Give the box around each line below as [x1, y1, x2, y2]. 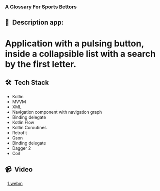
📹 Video [5, 165, 33, 174]
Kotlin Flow [12, 120, 34, 125]
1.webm [7, 181, 23, 187]
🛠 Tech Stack [5, 78, 49, 87]
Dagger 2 [12, 145, 31, 151]
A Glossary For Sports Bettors [5, 3, 77, 10]
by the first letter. [5, 58, 77, 69]
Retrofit [12, 130, 27, 136]
